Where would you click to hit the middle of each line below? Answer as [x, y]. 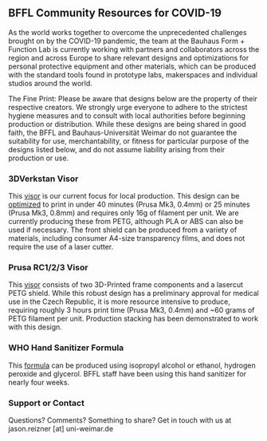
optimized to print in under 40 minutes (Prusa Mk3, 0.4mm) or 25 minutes [129, 205]
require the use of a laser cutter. [61, 247]
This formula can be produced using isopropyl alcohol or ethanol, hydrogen [132, 365]
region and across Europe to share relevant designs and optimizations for [129, 57]
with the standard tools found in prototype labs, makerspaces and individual [133, 74]
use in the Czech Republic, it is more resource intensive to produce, [120, 301]
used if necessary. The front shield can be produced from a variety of [123, 230]
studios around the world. [51, 83]
